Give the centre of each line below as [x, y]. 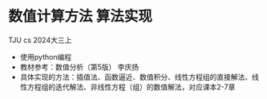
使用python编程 [46, 57]
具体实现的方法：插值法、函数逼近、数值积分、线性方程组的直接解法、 [136, 77]
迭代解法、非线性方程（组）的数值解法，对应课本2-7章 [145, 87]
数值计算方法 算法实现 [80, 16]
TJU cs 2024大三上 [40, 40]
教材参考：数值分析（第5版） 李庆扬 [79, 67]
